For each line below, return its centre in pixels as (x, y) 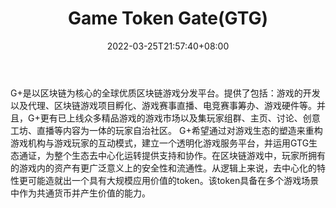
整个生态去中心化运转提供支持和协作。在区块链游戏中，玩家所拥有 (189, 155)
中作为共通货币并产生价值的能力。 (80, 193)
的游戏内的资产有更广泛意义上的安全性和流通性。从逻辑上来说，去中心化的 (163, 168)
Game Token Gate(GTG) (168, 18)
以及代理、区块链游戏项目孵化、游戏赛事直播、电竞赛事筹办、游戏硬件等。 (163, 105)
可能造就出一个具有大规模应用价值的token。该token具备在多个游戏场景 (173, 180)
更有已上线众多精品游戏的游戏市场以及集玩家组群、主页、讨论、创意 (180, 118)
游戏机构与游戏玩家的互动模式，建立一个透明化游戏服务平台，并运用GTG (160, 143)
